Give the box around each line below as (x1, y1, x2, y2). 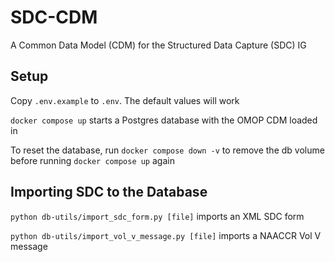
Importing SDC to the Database (10, 184, 208, 201)
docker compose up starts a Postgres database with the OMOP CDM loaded (10, 114, 318, 126)
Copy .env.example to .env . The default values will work (10, 94, 240, 106)
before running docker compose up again (10, 154, 175, 166)
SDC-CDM (10, 6, 98, 29)
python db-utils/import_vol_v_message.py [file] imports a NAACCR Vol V (10, 229, 322, 241)
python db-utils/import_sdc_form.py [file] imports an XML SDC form (10, 210, 305, 222)
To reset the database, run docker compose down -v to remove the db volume (10, 144, 325, 156)
